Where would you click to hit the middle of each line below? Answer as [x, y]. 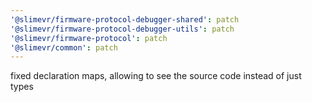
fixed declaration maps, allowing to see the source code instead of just [156, 76]
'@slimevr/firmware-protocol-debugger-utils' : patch [122, 29]
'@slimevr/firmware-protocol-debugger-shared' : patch [125, 19]
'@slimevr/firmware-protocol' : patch [89, 38]
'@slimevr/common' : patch [64, 47]
